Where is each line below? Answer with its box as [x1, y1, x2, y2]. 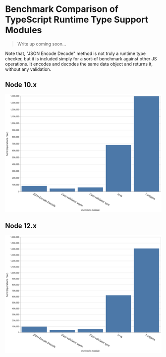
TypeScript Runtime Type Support [5, 14, 149, 25]
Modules [5, 25, 42, 36]
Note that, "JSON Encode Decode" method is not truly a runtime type [5, 51, 146, 56]
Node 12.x [5, 222, 37, 230]
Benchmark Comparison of [5, 3, 119, 15]
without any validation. [5, 66, 52, 72]
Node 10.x [5, 81, 37, 89]
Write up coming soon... [17, 41, 66, 47]
